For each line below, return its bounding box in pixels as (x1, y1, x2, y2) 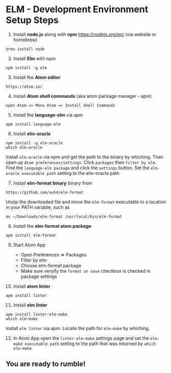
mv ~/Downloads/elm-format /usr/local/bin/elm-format (6, 214, 123, 219)
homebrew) (13, 37, 38, 43)
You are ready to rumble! (6, 360, 86, 368)
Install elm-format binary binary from (13, 180, 92, 186)
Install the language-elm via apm (13, 112, 83, 118)
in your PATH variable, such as (6, 204, 70, 210)
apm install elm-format (6, 233, 56, 238)
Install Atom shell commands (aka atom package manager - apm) (13, 93, 152, 99)
